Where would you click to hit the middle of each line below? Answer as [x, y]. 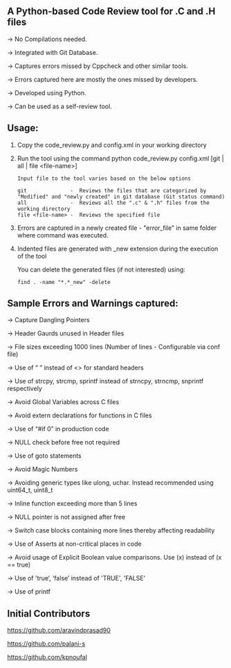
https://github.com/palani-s [46, 644]
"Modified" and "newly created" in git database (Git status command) [121, 197]
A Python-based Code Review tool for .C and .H [111, 11]
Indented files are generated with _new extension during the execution [118, 249]
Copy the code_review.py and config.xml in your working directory [112, 144]
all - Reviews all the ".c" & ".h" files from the [113, 203]
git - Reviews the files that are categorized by [112, 190]
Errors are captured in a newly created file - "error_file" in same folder [117, 228]
